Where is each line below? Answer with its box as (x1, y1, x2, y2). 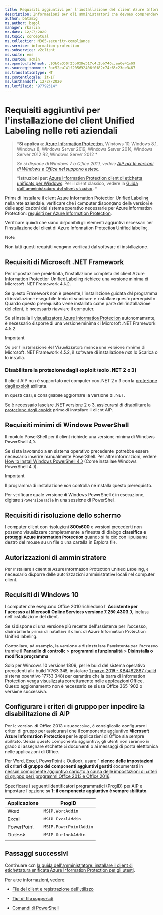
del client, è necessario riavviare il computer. (5, 306, 95, 312)
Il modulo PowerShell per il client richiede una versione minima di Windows (5, 434, 155, 440)
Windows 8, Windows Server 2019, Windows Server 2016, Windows (16, 146, 153, 152)
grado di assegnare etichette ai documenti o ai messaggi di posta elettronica (5, 743, 158, 749)
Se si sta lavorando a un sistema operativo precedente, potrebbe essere (5, 448, 149, 454)
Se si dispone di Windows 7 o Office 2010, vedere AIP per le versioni (16, 161, 154, 167)
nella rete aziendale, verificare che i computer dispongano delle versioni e (5, 200, 153, 206)
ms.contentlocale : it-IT (5, 75, 55, 79)
